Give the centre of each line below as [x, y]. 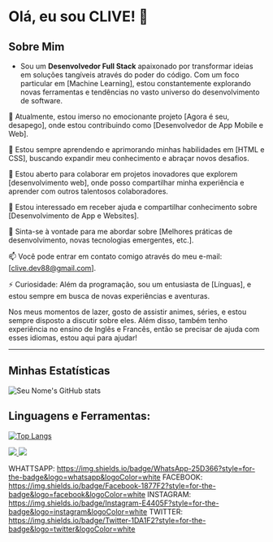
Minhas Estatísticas [59, 371]
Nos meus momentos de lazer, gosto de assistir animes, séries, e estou [128, 312]
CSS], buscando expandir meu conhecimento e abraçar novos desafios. [129, 158]
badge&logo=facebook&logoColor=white [77, 494]
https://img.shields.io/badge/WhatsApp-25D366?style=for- [156, 468]
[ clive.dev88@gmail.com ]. [52, 268]
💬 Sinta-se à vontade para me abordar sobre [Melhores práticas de [121, 232]
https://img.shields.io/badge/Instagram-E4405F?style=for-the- [114, 503]
